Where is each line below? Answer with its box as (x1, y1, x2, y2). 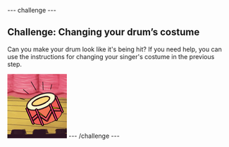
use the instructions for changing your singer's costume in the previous (7, 52, 215, 60)
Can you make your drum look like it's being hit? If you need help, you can (7, 45, 222, 53)
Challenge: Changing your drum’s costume (7, 26, 200, 38)
